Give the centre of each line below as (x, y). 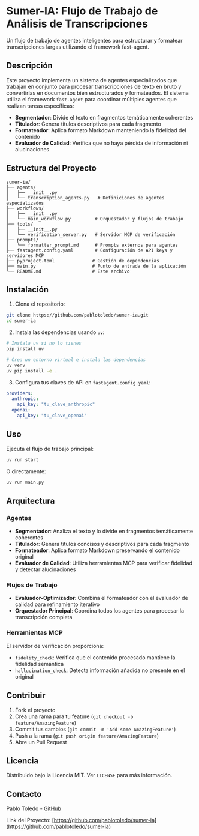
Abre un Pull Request (41, 742)
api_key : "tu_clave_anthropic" (56, 404)
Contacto (24, 794)
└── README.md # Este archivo (68, 271)
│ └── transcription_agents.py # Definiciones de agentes (85, 198)
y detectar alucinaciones (45, 569)
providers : (20, 393)
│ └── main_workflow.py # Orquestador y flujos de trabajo (95, 219)
